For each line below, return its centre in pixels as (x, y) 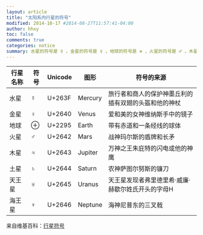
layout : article (27, 12)
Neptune (90, 205)
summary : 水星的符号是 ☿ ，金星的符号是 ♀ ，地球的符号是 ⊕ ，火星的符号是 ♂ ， (98, 51)
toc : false (20, 35)
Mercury (90, 98)
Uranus (88, 184)
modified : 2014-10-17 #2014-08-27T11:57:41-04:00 (70, 23)
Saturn (87, 168)
